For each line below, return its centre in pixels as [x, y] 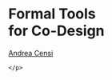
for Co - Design [57, 31]
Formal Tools [52, 14]
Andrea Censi [31, 53]
